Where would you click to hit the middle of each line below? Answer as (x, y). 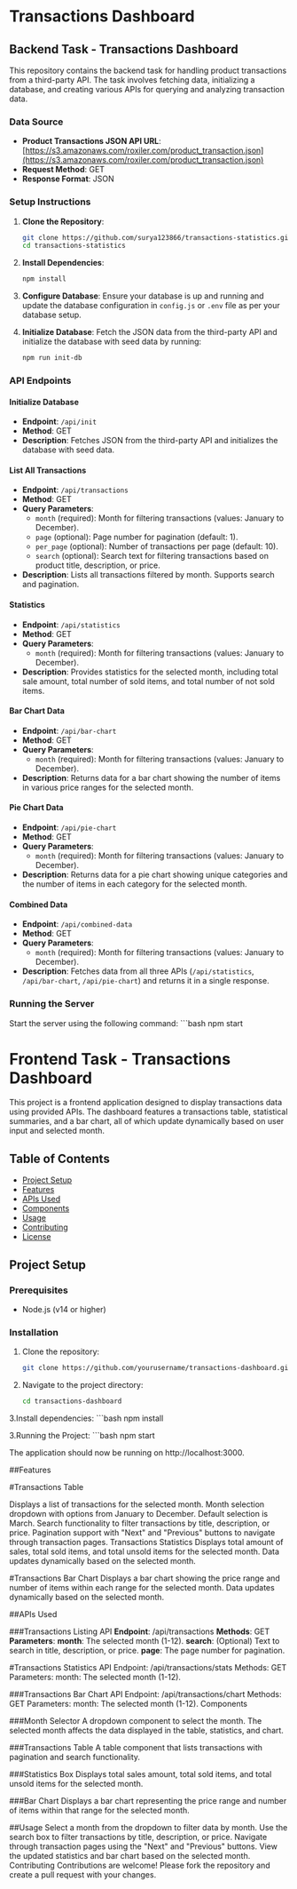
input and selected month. (57, 1131)
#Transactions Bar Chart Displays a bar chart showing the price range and (145, 1578)
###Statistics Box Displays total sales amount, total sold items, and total (141, 1774)
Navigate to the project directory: (82, 1385)
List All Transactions (48, 470)
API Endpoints (40, 381)
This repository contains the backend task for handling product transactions (148, 70)
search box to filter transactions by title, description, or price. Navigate (138, 1837)
